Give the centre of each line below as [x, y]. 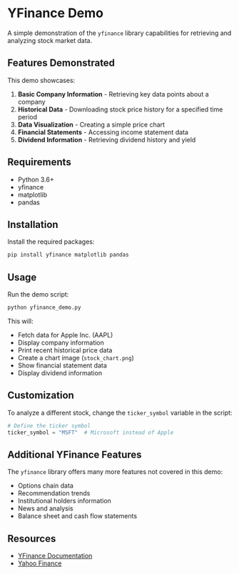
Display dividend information [60, 372]
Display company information [61, 342]
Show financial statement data [62, 365]
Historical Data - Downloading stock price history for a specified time [120, 109]
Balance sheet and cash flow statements [77, 516]
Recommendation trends [54, 493]
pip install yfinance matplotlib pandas [68, 255]
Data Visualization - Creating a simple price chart [91, 124]
